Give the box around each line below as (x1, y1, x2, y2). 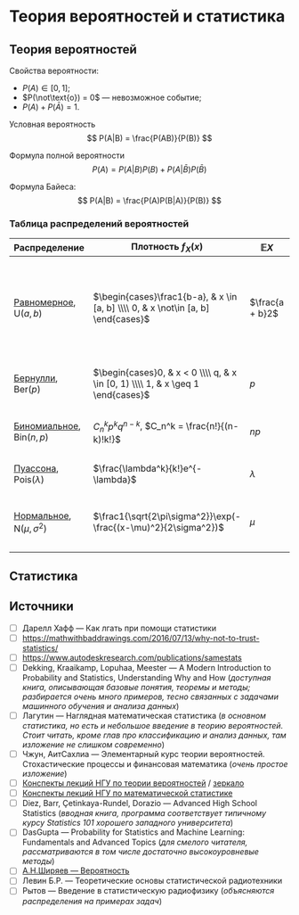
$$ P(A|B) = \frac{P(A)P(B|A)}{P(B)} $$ (77, 195, 222, 206)
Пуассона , (13, 462, 60, 474)
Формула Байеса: (9, 181, 77, 192)
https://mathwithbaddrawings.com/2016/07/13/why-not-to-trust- (21, 632, 260, 643)
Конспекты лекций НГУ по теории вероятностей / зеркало (21, 778, 245, 788)
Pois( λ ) (13, 474, 44, 486)
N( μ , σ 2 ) (13, 520, 47, 535)
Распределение (13, 241, 85, 253)
